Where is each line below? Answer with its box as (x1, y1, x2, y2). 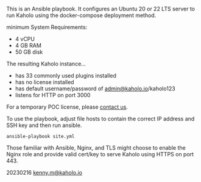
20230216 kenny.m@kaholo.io (6, 169, 83, 176)
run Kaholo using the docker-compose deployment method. (6, 12, 157, 19)
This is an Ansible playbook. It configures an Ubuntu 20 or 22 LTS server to (6, 5, 195, 12)
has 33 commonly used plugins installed (15, 72, 117, 79)
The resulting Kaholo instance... (6, 60, 86, 67)
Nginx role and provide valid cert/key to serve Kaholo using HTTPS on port (6, 151, 194, 158)
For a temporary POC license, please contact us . (6, 103, 128, 111)
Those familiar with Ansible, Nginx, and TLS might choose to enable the (6, 144, 186, 151)
